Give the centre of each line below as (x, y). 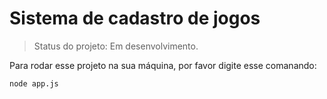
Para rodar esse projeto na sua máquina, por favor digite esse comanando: (163, 65)
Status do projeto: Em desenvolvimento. (116, 46)
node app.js (34, 83)
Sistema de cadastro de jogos (135, 18)
